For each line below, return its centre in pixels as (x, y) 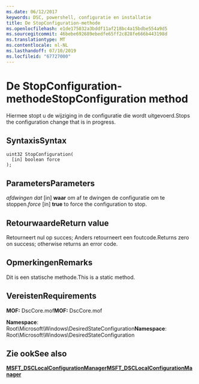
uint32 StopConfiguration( (40, 154)
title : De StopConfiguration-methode (53, 23)
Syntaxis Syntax (37, 141)
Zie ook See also (37, 354)
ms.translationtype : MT (36, 40)
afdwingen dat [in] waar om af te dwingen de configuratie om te (86, 198)
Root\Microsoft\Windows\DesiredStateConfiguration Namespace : (86, 328)
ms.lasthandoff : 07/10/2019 (41, 51)
